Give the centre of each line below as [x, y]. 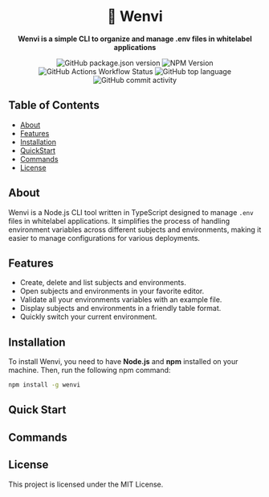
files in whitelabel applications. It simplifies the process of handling [119, 221]
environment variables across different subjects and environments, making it [135, 230]
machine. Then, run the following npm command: [90, 371]
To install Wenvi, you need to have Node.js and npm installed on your [123, 362]
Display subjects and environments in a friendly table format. [120, 309]
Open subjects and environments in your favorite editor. [112, 291]
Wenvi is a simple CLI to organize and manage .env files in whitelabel [135, 39]
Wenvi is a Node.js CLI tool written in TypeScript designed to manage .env [131, 212]
